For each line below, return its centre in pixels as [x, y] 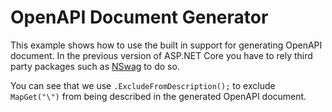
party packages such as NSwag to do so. [95, 66]
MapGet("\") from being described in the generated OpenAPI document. [158, 96]
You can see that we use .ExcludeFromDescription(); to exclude [143, 85]
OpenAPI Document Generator [139, 17]
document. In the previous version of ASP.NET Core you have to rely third [161, 55]
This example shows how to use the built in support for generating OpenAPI [166, 45]
